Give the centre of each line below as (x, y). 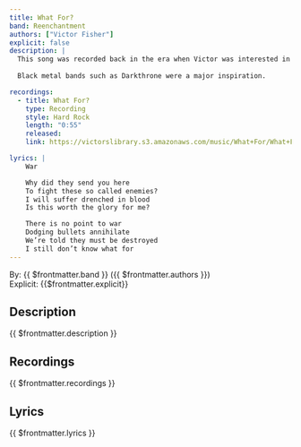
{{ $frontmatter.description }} (64, 333)
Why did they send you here (77, 183)
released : (44, 134)
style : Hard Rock (58, 117)
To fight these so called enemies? (92, 191)
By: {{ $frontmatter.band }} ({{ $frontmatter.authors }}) (110, 274)
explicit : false (39, 43)
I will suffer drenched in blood (88, 199)
